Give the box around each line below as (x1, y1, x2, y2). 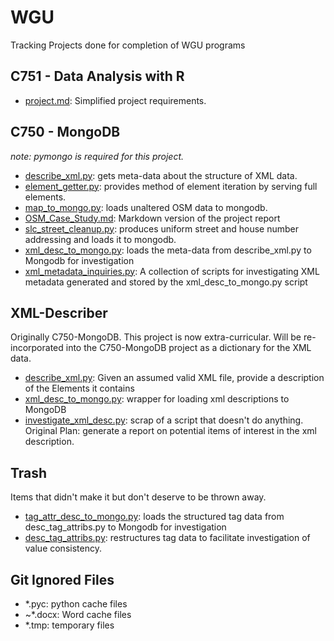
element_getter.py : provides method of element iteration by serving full (24, 180, 318, 192)
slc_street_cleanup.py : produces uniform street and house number (24, 222, 300, 235)
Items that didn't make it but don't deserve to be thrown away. (10, 491, 267, 503)
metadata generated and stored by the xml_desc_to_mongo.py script (24, 276, 308, 288)
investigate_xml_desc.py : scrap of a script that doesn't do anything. (24, 414, 304, 426)
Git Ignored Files (10, 571, 115, 588)
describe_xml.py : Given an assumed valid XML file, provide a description (24, 372, 325, 384)
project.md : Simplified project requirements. (24, 94, 207, 106)
